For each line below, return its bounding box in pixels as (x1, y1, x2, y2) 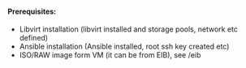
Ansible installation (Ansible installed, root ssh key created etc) (19, 41, 230, 52)
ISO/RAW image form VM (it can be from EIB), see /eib (19, 50, 201, 60)
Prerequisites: (7, 6, 57, 16)
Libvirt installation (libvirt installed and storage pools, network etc (19, 24, 239, 34)
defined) (19, 33, 49, 43)
